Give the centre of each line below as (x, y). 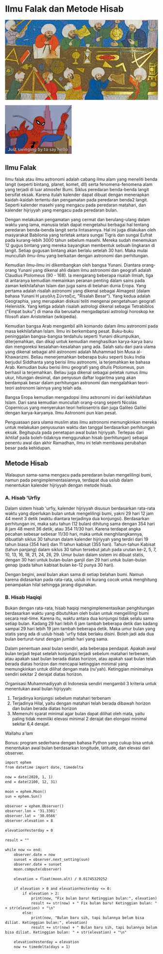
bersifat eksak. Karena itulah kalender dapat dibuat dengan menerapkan (77, 195)
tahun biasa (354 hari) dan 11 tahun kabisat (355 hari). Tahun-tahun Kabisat (80, 544)
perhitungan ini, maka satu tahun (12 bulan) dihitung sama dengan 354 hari (80, 524)
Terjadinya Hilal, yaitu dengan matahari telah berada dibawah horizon (81, 703)
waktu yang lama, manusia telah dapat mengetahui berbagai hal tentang (77, 225)
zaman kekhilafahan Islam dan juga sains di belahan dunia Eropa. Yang (76, 286)
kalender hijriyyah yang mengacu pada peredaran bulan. (61, 210)
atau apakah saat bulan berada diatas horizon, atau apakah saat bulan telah (81, 658)
